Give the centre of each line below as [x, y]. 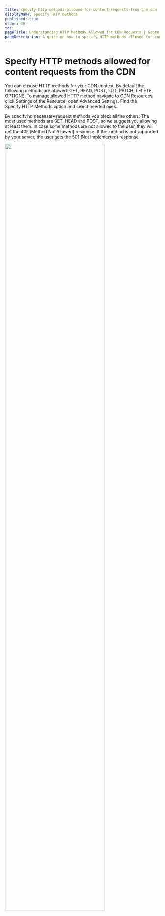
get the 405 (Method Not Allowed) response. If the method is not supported [82, 131]
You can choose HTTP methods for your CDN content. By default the [75, 85]
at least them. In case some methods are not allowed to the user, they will [79, 126]
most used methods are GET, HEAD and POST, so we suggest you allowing [81, 121]
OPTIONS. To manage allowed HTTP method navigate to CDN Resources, [79, 96]
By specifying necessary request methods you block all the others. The [77, 116]
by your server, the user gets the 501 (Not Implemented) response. [72, 137]
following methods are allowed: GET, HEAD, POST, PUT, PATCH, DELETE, [79, 90]
